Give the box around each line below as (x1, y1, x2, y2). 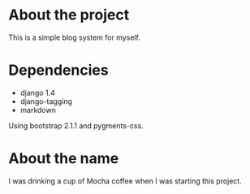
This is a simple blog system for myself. (8, 32, 140, 42)
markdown (19, 105, 57, 114)
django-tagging (19, 96, 73, 106)
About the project (8, 6, 130, 24)
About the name (8, 149, 119, 168)
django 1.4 (19, 88, 55, 97)
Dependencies (8, 61, 109, 80)
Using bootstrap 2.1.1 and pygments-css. (8, 120, 144, 131)
